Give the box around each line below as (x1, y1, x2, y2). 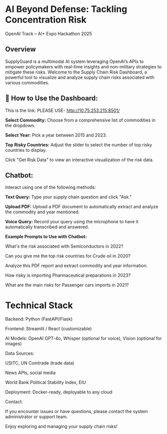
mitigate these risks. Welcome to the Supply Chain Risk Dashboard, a (5, 69, 147, 75)
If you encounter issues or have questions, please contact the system (5, 409, 148, 415)
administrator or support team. (5, 414, 68, 420)
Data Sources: (5, 351, 34, 357)
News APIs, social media (5, 370, 56, 376)
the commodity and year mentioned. (5, 209, 80, 215)
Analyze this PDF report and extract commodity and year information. (5, 263, 148, 269)
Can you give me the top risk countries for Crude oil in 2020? (5, 253, 131, 259)
